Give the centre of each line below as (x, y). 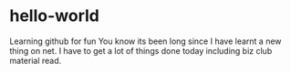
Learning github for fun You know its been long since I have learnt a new (145, 41)
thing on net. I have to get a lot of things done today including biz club (141, 50)
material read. (36, 60)
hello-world (55, 16)
